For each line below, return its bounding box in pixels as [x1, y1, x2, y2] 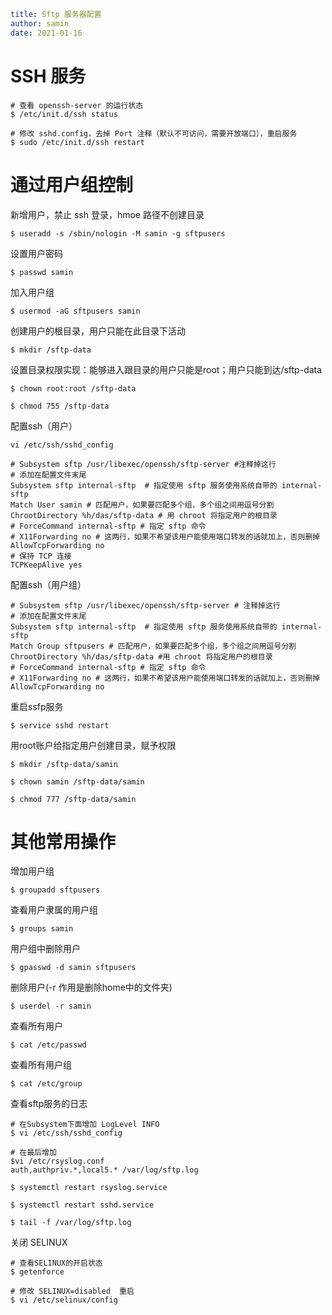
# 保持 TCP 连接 [10, 551, 72, 561]
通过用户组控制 [10, 173, 134, 196]
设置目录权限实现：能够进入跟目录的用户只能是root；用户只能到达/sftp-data [10, 363, 323, 375]
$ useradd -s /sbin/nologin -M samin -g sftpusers [10, 228, 226, 239]
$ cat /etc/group [10, 1079, 83, 1089]
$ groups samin [10, 924, 74, 934]
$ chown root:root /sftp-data [10, 383, 137, 394]
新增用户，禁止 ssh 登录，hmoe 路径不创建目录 [10, 208, 205, 220]
